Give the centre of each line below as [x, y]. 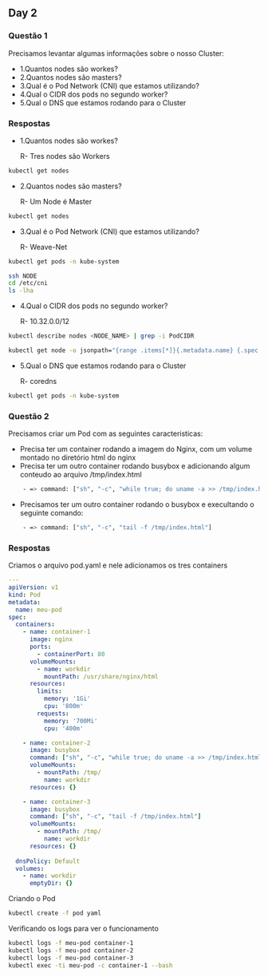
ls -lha [21, 291]
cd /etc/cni [28, 283]
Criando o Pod [32, 899]
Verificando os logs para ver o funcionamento [84, 928]
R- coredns [38, 381]
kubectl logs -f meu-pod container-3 [71, 958]
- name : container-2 [57, 743]
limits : [49, 691]
